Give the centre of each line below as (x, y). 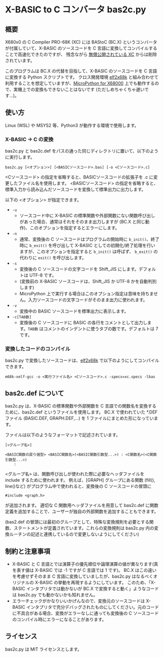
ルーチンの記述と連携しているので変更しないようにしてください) (74, 534)
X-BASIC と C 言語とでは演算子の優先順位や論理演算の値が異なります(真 (85, 564)
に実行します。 (20, 157)
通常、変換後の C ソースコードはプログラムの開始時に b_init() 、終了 (89, 239)
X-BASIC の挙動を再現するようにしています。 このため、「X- (95, 583)
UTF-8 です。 (43, 275)
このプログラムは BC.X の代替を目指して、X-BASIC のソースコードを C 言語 (81, 71)
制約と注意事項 (28, 551)
